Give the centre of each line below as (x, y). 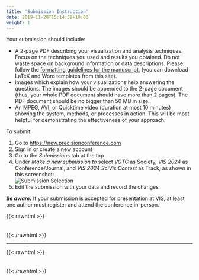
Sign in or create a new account (54, 149)
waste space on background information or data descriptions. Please (99, 63)
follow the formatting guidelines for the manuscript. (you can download (101, 70)
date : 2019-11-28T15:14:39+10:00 (47, 17)
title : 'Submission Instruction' (47, 12)
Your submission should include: (46, 40)
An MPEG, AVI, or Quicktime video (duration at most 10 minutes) (93, 108)
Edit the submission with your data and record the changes (86, 187)
